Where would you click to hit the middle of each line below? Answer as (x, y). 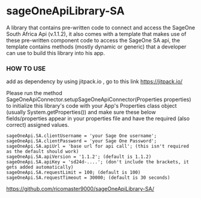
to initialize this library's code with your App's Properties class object (91, 106)
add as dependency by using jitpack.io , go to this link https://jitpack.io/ (94, 81)
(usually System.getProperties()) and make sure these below (81, 112)
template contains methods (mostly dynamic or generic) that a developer (96, 47)
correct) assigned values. (38, 125)
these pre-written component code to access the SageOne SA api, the (93, 40)
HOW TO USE (26, 68)
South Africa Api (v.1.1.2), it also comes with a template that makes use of (96, 33)
